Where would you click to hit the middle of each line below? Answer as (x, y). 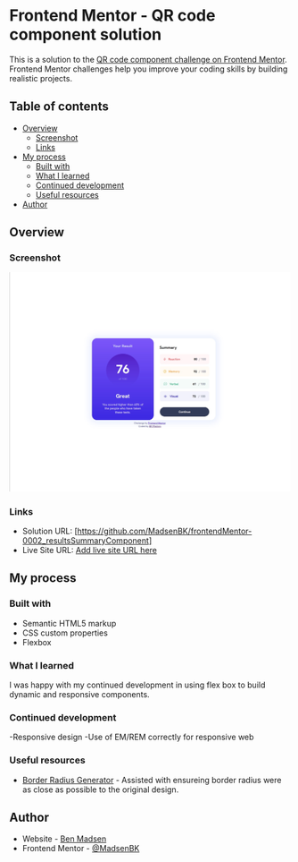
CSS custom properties (65, 633)
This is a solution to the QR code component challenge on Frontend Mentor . (148, 59)
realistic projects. (41, 78)
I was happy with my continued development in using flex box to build (137, 685)
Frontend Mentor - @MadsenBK (81, 849)
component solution (86, 34)
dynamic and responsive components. (79, 694)
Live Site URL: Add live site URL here (90, 550)
